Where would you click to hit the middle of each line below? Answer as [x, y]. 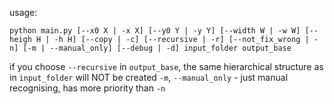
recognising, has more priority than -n [87, 88]
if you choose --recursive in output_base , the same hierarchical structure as [166, 66]
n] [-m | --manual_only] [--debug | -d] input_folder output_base [150, 48]
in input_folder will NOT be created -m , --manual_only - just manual [149, 77]
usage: [23, 12]
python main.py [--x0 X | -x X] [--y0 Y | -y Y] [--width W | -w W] [155, 31]
